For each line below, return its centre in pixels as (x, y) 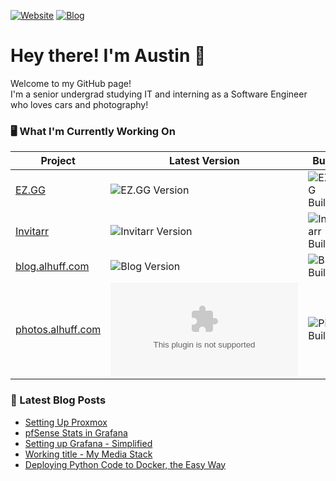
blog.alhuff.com (52, 267)
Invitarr (32, 232)
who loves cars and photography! (79, 104)
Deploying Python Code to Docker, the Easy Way (125, 464)
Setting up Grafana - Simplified (88, 443)
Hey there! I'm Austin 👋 (108, 56)
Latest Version (204, 161)
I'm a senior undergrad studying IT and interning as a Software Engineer (159, 94)
